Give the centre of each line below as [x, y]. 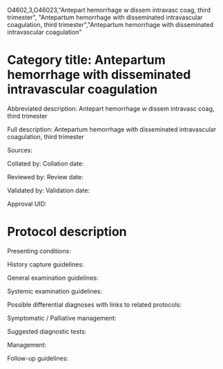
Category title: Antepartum [86, 60]
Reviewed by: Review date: [46, 177]
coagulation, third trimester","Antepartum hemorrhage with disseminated [110, 25]
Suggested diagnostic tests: [47, 331]
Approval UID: [27, 204]
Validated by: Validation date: [48, 190]
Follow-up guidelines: [38, 358]
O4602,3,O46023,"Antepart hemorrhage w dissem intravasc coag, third [109, 10]
